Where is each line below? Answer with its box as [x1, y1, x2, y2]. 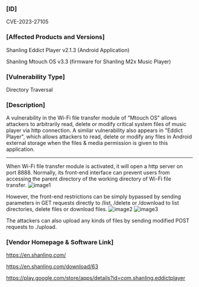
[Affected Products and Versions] [6, 33, 105, 41]
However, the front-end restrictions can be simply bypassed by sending [6, 193, 181, 200]
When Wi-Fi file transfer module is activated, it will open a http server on [6, 163, 183, 170]
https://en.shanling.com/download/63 [6, 263, 99, 270]
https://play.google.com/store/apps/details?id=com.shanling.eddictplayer [6, 275, 185, 282]
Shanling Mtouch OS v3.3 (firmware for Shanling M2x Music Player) [6, 58, 171, 65]
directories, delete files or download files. [6, 206, 108, 213]
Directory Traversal [6, 86, 53, 93]
